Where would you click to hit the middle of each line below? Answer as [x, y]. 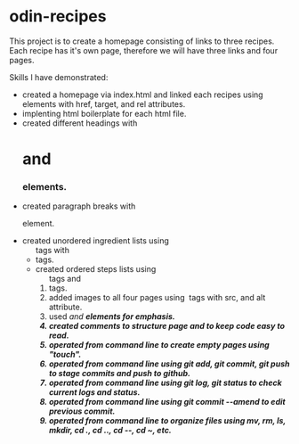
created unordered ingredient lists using [95, 241]
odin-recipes [58, 16]
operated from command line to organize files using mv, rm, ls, [167, 421]
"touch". [65, 355]
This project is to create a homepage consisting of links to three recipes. [142, 41]
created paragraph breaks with [79, 206]
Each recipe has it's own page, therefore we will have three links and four [144, 50]
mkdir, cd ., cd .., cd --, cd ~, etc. [110, 431]
